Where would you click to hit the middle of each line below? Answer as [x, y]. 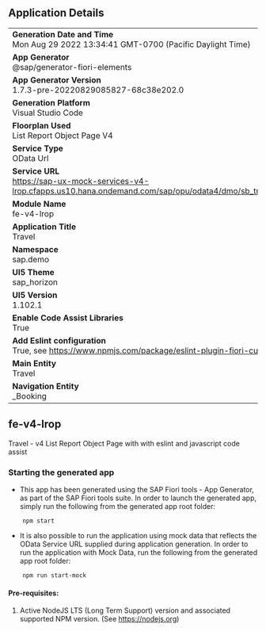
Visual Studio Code [47, 113]
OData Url [30, 158]
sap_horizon [35, 282]
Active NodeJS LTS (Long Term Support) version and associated [125, 610]
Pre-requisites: [34, 593]
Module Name [39, 204]
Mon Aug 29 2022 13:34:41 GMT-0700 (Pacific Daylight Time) [131, 44]
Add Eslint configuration [59, 340]
